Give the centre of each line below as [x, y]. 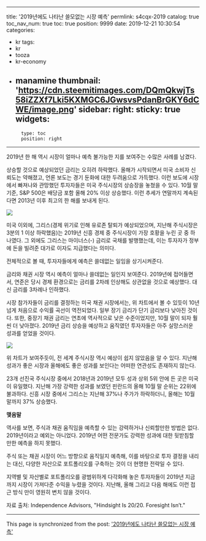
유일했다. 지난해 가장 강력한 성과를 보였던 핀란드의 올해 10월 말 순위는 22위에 [105, 386]
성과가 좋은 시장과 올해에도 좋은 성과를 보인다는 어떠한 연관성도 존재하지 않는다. [101, 365]
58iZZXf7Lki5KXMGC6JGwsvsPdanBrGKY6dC [107, 100]
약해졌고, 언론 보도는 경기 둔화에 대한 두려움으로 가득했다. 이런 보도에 [105, 177]
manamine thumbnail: [58, 81]
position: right [42, 139]
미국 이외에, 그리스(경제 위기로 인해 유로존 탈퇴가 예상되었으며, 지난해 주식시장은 [102, 225]
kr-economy [31, 61]
